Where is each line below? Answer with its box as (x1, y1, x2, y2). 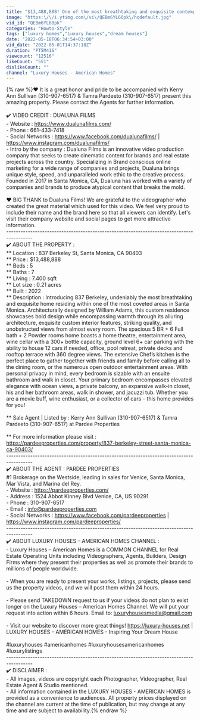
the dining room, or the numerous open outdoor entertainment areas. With (6, 364, 188, 371)
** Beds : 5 (6, 262, 33, 269)
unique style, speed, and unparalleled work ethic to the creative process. (6, 171, 185, 178)
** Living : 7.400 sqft (6, 275, 57, 282)
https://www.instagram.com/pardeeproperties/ (6, 518, 121, 525)
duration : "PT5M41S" (6, 48, 58, 54)
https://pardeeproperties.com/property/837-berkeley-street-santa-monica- (6, 439, 192, 447)
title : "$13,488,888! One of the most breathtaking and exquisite (6, 8, 174, 15)
